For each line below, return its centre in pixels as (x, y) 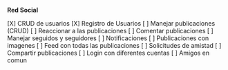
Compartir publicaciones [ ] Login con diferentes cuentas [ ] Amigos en (108, 53)
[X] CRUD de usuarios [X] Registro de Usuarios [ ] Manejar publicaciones (111, 23)
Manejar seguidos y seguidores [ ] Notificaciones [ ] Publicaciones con (108, 38)
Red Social (23, 10)
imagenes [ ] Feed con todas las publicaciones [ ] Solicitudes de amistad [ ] (114, 45)
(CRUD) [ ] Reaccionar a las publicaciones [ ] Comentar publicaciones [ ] (111, 31)
